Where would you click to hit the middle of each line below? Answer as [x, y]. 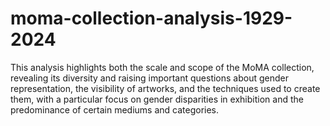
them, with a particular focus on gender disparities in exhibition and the [157, 99]
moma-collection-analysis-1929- [151, 18]
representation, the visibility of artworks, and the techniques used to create [165, 88]
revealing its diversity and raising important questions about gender [150, 78]
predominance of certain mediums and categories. [115, 109]
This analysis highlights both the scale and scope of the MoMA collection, [162, 67]
